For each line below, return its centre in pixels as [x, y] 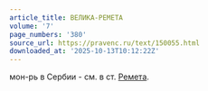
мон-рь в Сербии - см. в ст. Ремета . [79, 77]
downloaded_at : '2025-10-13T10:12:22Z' [85, 51]
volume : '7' [32, 26]
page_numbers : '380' [48, 34]
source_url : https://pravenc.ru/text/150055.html [105, 43]
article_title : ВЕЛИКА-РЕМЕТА [66, 18]
